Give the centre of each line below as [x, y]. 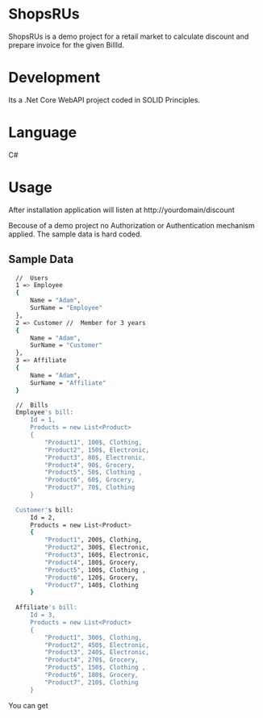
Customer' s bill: [45, 510]
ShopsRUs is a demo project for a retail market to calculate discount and [129, 36]
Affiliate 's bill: [47, 607]
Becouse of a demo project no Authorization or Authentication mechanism [132, 225]
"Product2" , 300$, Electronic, [97, 548]
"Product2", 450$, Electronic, [97, 645]
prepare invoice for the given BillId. [67, 44]
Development [54, 78]
